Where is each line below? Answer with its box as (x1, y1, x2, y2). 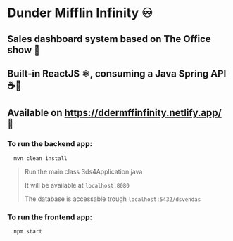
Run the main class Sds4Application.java (24, 167, 143, 176)
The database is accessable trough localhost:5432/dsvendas (24, 195, 201, 203)
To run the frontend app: (7, 212, 93, 222)
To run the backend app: (7, 139, 93, 149)
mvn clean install (13, 155, 68, 162)
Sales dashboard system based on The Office (7, 33, 211, 45)
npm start (13, 228, 42, 235)
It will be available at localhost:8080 (24, 181, 130, 189)
